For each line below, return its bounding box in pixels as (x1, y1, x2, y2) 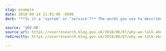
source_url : (5, 30, 30, 35)
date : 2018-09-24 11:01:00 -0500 (5, 12, 74, 17)
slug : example (5, 7, 35, 12)
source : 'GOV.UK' (5, 25, 41, 30)
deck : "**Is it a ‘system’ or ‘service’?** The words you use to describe (5, 16, 163, 21)
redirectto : (5, 34, 30, 39)
